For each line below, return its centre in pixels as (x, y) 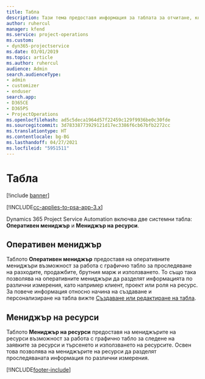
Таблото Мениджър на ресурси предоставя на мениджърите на (91, 332)
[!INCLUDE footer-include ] (39, 370)
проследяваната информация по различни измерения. (78, 358)
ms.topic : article (30, 57)
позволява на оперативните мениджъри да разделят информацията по (99, 279)
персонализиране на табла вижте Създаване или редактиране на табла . (101, 298)
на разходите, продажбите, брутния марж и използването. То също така (101, 272)
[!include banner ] (28, 195)
